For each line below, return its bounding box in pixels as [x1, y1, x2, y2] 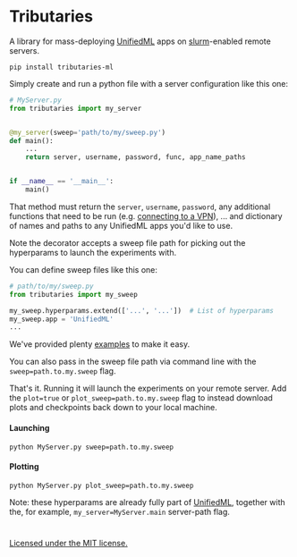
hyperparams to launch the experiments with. [9, 247, 177, 257]
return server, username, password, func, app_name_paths [25, 153, 246, 162]
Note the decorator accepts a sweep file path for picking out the [9, 237, 246, 248]
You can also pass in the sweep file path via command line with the [9, 356, 257, 367]
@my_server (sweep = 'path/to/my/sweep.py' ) [9, 128, 166, 137]
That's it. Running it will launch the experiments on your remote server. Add [9, 383, 287, 394]
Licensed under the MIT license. [9, 537, 128, 548]
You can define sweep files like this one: [9, 264, 158, 274]
